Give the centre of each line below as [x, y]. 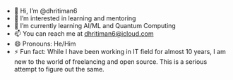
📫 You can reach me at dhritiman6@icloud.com [84, 34]
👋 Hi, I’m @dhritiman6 [46, 11]
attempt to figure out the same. [59, 69]
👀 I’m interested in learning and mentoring [75, 18]
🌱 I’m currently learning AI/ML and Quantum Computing [95, 26]
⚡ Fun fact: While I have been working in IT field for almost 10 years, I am [120, 52]
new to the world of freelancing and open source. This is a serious [110, 62]
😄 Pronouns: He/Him [45, 44]
